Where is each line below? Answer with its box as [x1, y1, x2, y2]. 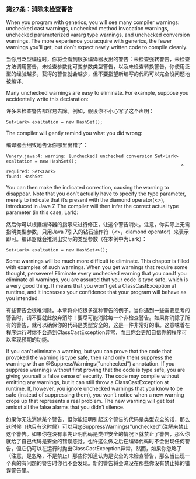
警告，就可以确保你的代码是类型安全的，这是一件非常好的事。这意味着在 [16, 322, 190, 329]
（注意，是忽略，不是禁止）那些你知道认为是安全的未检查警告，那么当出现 [6, 452, 185, 460]
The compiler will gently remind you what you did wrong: [6, 130, 143, 137]
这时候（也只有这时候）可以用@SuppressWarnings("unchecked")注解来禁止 [6, 423, 189, 430]
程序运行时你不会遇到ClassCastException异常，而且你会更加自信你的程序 [6, 329, 182, 336]
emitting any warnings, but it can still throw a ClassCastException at [6, 379, 169, 386]
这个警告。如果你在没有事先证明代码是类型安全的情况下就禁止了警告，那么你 [6, 430, 190, 437]
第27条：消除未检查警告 [6, 5, 73, 13]
